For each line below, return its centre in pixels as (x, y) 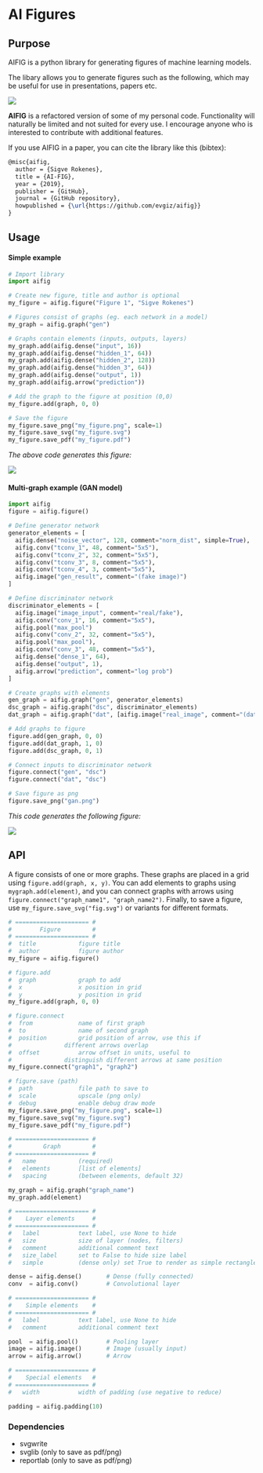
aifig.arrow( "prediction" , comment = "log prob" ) (94, 671)
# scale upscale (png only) (75, 1096)
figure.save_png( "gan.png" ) (54, 801)
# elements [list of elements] (75, 1168)
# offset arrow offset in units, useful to (99, 1053)
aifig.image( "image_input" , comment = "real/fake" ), (99, 613)
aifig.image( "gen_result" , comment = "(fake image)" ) (101, 577)
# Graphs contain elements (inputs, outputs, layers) (98, 338)
